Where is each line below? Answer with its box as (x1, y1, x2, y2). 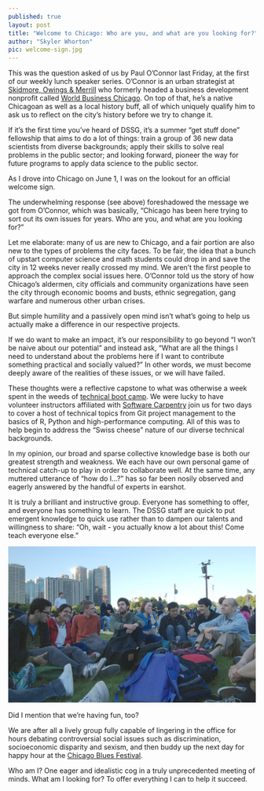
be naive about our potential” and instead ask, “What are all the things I (8, 343, 238, 353)
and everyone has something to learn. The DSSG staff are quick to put (8, 506, 236, 515)
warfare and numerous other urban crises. (8, 296, 145, 306)
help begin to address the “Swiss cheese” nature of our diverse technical (8, 425, 245, 435)
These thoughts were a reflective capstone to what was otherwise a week (8, 383, 247, 393)
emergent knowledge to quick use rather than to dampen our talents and (8, 515, 244, 524)
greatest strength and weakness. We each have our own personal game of (8, 457, 250, 467)
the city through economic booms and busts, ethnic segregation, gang (8, 287, 236, 298)
